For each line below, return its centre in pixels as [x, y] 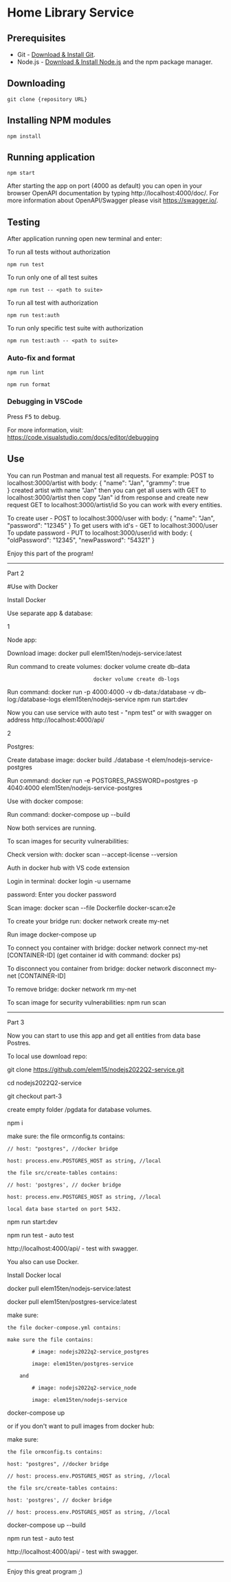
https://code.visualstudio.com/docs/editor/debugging [83, 437]
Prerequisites [36, 38]
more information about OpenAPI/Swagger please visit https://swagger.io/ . [113, 200]
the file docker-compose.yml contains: [64, 1327]
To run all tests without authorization [59, 252]
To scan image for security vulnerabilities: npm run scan [87, 1002]
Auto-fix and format [41, 358]
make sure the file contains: [51, 1340]
